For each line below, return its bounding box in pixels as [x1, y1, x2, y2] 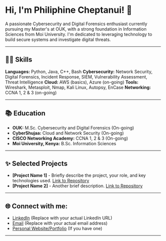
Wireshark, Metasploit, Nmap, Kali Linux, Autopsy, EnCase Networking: [5, 84, 151, 90]
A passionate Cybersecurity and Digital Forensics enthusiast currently [5, 21, 147, 27]
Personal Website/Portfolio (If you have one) [12, 226, 103, 232]
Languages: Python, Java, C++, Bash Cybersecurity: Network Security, [5, 69, 153, 75]
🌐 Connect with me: [5, 202, 68, 210]
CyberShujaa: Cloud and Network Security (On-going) [12, 130, 124, 136]
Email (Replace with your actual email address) [12, 220, 108, 226]
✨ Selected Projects [5, 159, 68, 167]
